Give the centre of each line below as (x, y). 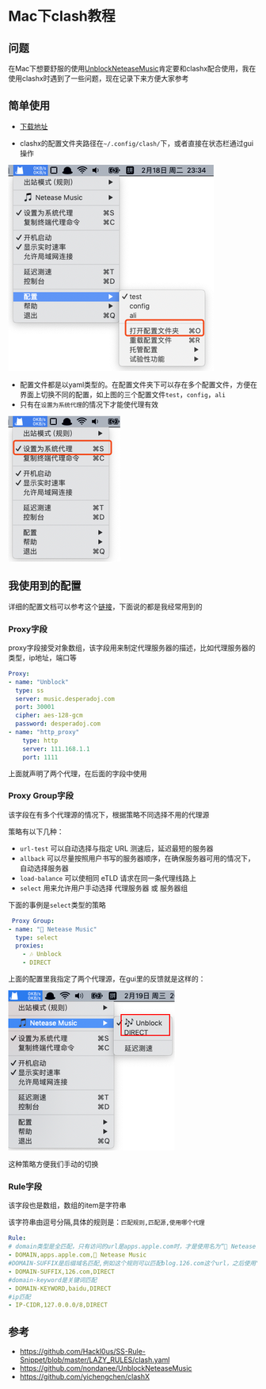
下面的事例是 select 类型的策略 (57, 905)
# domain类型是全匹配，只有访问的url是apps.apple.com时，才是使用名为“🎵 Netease (132, 1247)
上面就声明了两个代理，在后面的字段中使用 (78, 773)
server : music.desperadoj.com (65, 698)
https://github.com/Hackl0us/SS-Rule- (83, 1352)
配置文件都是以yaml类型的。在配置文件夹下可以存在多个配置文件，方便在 (139, 385)
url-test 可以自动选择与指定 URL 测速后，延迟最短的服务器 (116, 848)
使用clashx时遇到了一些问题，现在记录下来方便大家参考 (99, 78)
